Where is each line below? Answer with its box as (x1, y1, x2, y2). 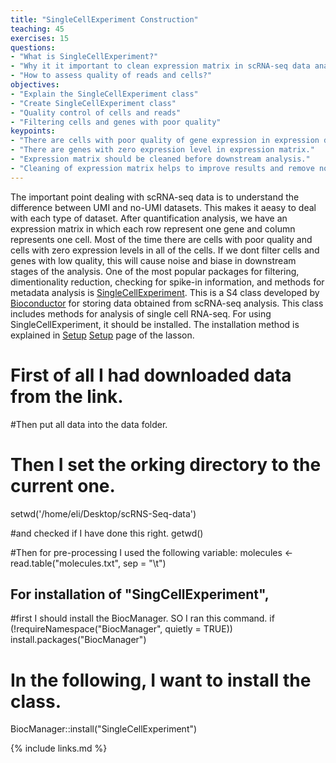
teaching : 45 (10, 24, 65, 34)
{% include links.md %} (10, 742, 108, 755)
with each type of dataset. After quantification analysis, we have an (10, 212, 288, 224)
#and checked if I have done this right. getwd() (10, 527, 204, 539)
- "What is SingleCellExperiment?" (10, 52, 159, 62)
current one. (10, 474, 116, 497)
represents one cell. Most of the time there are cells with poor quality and (10, 233, 313, 245)
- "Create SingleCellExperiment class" (10, 98, 177, 108)
